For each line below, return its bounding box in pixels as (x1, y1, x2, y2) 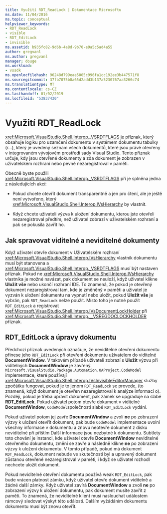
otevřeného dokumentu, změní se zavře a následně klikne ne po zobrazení (5, 440, 159, 446)
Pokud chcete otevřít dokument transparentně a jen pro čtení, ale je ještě (12, 191, 163, 197)
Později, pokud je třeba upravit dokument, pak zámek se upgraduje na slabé (5, 393, 162, 399)
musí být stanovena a (5, 260, 49, 266)
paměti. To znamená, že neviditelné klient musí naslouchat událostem (5, 492, 148, 498)
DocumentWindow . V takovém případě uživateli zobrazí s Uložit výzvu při (5, 357, 158, 363)
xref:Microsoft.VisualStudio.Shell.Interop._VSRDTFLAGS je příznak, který (5, 134, 154, 140)
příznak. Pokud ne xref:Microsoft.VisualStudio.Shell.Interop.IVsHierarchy (5, 271, 154, 277)
